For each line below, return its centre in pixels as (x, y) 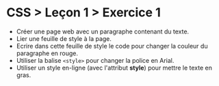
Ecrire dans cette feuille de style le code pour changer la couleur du (112, 46)
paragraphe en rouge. (47, 53)
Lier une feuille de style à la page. (64, 38)
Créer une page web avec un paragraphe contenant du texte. (103, 31)
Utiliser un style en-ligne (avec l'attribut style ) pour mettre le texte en (114, 68)
